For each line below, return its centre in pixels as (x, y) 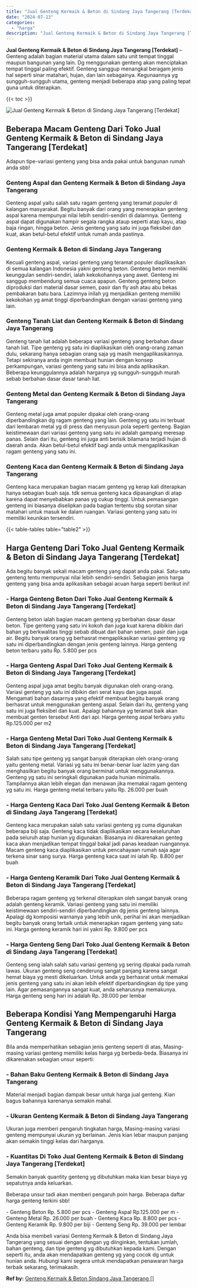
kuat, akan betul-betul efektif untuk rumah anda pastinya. (75, 234)
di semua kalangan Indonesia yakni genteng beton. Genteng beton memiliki (97, 269)
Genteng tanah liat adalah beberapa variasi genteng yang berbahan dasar (95, 341)
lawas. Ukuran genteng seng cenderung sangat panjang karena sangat (92, 971)
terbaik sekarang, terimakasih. (43, 1267)
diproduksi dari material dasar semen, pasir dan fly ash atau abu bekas (92, 287)
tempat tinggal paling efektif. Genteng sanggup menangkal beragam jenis (95, 69)
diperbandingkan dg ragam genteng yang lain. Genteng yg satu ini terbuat (96, 420)
